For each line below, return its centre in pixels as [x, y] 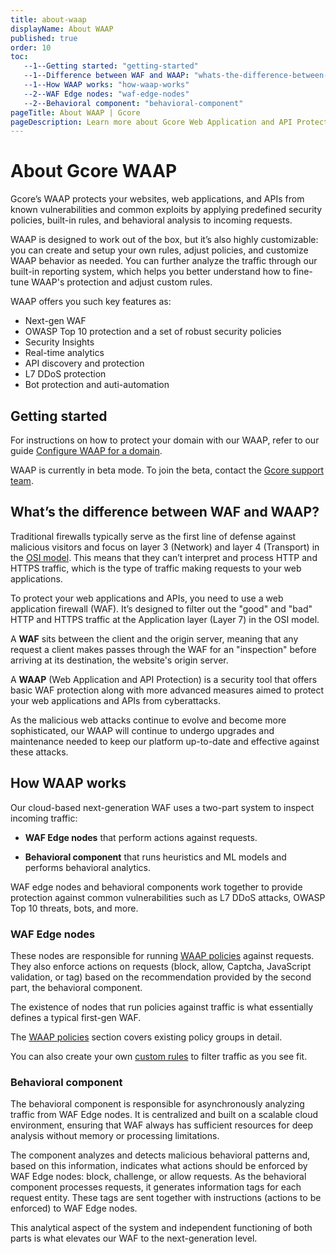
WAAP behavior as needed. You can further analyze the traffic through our [164, 261]
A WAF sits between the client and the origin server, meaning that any [154, 638]
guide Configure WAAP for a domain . [86, 450]
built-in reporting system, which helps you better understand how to [151, 272]
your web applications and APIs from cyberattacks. [115, 700]
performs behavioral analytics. [87, 867]
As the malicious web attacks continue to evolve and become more [148, 720]
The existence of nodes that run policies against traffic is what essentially [162, 1007]
